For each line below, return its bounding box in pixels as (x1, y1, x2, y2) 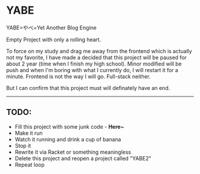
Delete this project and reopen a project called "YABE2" (14, 154, 152, 161)
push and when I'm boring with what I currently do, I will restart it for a (6, 66, 179, 73)
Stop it (14, 142, 32, 149)
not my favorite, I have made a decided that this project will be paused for (6, 54, 187, 61)
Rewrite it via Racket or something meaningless (14, 148, 132, 156)
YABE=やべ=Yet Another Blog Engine (6, 24, 97, 31)
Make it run (14, 129, 43, 136)
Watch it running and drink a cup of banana (14, 135, 121, 143)
